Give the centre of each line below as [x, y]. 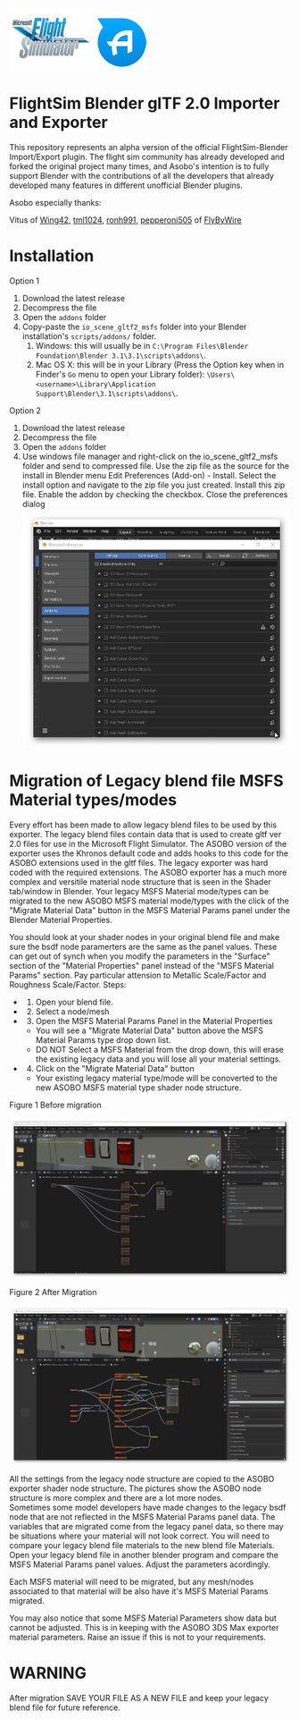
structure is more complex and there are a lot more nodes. [116, 1498]
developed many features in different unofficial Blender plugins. [126, 185]
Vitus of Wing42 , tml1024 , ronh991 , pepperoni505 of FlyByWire [126, 220]
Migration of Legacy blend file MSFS [146, 781]
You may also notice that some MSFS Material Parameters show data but [143, 1618]
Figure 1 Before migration [55, 1105]
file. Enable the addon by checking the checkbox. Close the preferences [155, 494]
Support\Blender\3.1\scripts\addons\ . [107, 393]
